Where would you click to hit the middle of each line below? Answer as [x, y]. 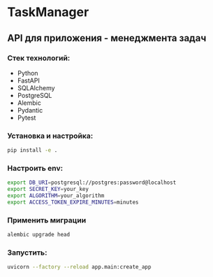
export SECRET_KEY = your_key [48, 190]
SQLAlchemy [36, 87]
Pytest [27, 118]
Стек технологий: [39, 58]
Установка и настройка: [50, 136]
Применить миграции [47, 220]
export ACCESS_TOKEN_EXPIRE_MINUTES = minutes [73, 202]
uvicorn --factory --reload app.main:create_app [79, 267]
